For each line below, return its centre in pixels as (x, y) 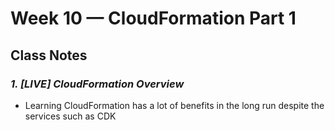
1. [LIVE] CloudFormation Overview (97, 84)
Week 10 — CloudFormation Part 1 (153, 18)
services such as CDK (70, 116)
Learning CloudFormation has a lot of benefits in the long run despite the (174, 105)
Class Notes (49, 55)
